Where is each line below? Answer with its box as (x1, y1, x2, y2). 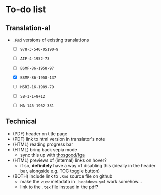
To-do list (5, 4, 46, 15)
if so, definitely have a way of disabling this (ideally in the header (20, 163, 156, 169)
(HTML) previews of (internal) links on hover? (12, 157, 107, 163)
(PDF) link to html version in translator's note (12, 136, 105, 142)
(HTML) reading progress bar (12, 141, 74, 147)
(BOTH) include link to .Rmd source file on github (12, 173, 113, 179)
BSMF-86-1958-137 (20, 75, 57, 80)
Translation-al (5, 24, 51, 32)
